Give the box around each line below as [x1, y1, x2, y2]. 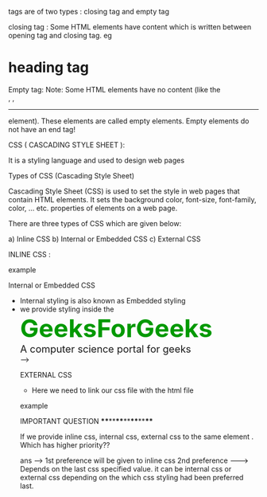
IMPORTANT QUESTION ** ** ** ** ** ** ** [19, 416, 153, 425]
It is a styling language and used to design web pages [8, 155, 185, 165]
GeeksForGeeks [19, 312, 213, 343]
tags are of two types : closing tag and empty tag [8, 7, 169, 16]
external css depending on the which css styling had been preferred [19, 472, 244, 482]
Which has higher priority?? [19, 440, 110, 449]
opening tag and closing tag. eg [8, 31, 113, 40]
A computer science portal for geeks [19, 342, 192, 355]
